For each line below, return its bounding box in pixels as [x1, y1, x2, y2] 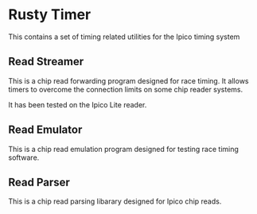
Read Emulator [8, 123, 83, 137]
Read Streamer [8, 55, 84, 68]
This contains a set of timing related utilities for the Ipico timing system [8, 32, 240, 41]
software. [8, 153, 40, 162]
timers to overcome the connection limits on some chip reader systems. [8, 84, 243, 94]
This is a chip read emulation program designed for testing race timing [8, 144, 239, 154]
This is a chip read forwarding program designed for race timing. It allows [8, 76, 249, 85]
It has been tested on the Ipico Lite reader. [8, 99, 147, 109]
